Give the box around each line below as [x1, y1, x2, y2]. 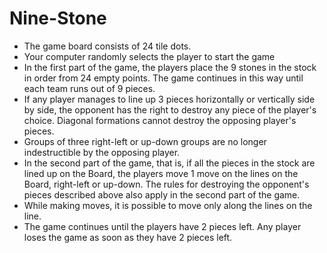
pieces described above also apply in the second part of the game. [23, 188, 301, 201]
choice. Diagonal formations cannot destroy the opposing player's [23, 114, 297, 126]
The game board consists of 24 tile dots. [23, 40, 192, 52]
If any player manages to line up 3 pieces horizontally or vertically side [23, 93, 316, 105]
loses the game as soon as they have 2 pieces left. [23, 231, 233, 243]
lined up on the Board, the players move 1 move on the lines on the [23, 167, 299, 179]
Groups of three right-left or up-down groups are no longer [23, 135, 267, 147]
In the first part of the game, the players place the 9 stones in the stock [23, 61, 317, 73]
